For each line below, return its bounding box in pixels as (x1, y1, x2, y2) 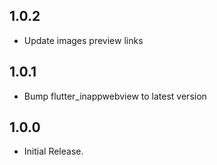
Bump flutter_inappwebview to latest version (23, 90, 207, 102)
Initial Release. (23, 145, 84, 158)
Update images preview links (23, 34, 144, 46)
